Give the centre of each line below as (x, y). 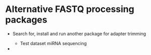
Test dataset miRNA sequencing (53, 43)
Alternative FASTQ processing (70, 9)
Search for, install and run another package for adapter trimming (79, 33)
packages (26, 20)
